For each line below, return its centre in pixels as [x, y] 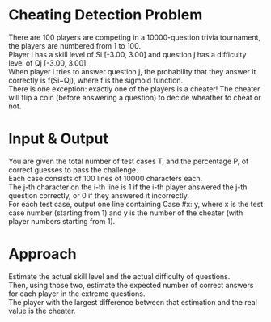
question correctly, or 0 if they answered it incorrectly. [99, 195]
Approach [42, 254]
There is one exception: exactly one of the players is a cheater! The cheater [134, 89]
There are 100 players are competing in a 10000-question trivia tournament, [135, 37]
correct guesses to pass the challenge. [74, 169]
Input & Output [59, 139]
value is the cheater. [42, 311]
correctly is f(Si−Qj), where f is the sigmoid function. [96, 80]
